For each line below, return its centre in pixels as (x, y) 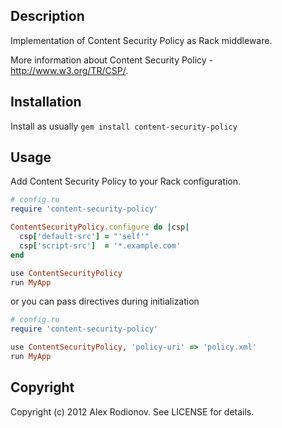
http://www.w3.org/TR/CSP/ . (69, 70)
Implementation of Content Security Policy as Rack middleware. (141, 40)
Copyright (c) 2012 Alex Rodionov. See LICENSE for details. (132, 411)
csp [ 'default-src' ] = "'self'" (84, 237)
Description (47, 16)
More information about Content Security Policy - (111, 60)
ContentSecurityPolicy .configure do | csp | (100, 227)
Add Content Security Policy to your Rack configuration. (126, 181)
